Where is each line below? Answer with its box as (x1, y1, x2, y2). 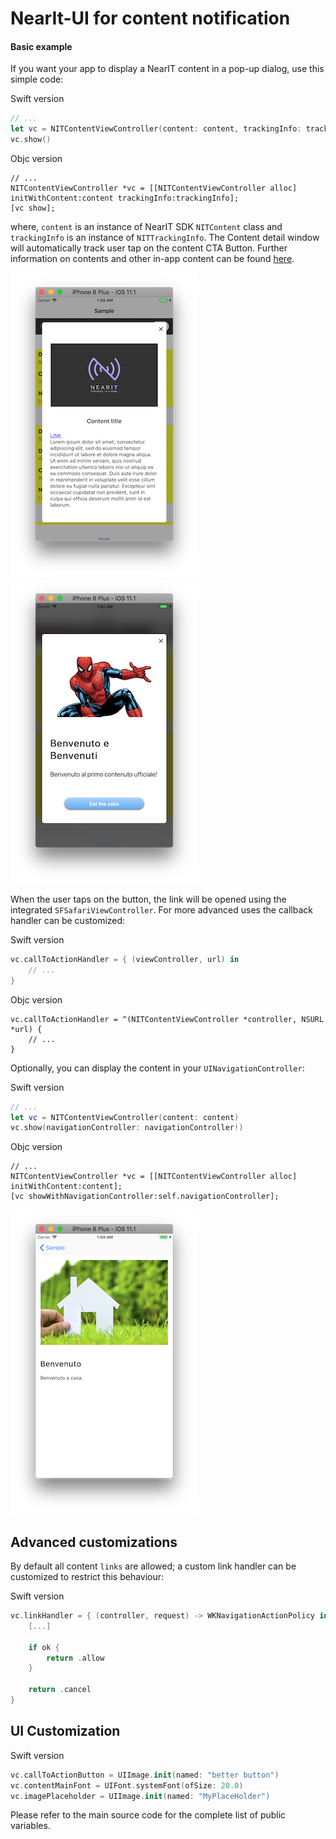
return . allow (46, 1653, 105, 1663)
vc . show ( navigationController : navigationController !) (10, 1123, 244, 1133)
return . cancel (28, 1685, 92, 1695)
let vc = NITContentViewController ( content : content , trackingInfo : (10, 124, 302, 134)
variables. (10, 1820, 51, 1832)
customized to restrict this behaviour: (10, 1571, 165, 1583)
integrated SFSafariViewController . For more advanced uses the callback (10, 904, 313, 916)
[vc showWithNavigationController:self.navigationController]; (10, 1192, 280, 1202)
